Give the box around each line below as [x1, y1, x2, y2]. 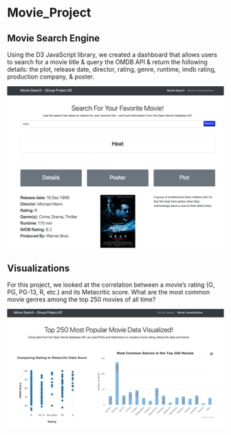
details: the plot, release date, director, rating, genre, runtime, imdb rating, [7, 65, 217, 73]
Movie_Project [7, 5, 91, 21]
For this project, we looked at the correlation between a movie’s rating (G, [7, 281, 215, 289]
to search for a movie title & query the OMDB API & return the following [7, 58, 208, 66]
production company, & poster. [7, 72, 95, 81]
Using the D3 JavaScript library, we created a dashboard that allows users [7, 50, 218, 59]
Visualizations [7, 262, 70, 274]
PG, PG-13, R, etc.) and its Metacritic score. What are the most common [7, 288, 210, 296]
